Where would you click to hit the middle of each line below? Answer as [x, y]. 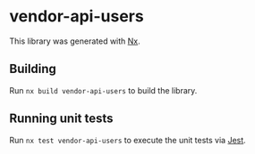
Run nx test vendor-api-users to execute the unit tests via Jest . [127, 140]
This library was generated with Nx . [75, 41]
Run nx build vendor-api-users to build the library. [103, 90]
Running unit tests [61, 119]
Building [33, 69]
